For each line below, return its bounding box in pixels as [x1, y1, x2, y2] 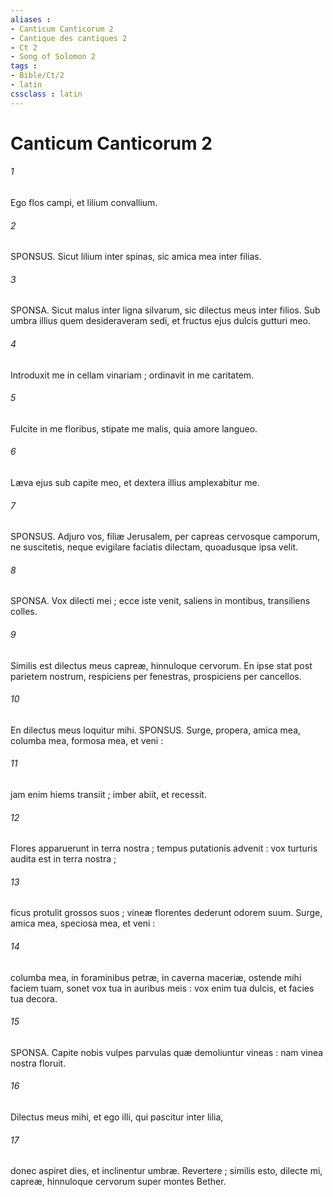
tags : [10, 61, 38, 71]
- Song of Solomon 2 [10, 52, 97, 62]
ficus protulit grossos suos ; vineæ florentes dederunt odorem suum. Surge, [10, 907, 323, 919]
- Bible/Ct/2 [10, 71, 65, 81]
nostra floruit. [10, 1057, 67, 1069]
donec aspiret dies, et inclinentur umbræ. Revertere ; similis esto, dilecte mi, [10, 1165, 323, 1177]
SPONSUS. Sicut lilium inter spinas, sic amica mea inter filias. [10, 251, 262, 263]
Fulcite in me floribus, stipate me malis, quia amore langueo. [10, 422, 258, 435]
